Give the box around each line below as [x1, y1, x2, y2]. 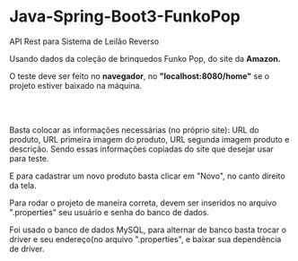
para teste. [9, 152, 49, 163]
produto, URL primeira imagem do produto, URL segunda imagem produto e [9, 134, 290, 144]
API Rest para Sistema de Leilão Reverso [9, 36, 160, 47]
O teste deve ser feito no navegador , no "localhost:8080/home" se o [9, 70, 270, 82]
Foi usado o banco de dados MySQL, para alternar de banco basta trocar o [9, 224, 287, 235]
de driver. [9, 243, 45, 254]
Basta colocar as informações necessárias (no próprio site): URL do [9, 124, 259, 135]
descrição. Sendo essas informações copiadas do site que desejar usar [9, 144, 274, 154]
